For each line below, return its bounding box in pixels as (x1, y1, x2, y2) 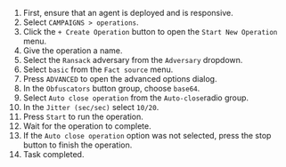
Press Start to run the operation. (22, 111, 143, 122)
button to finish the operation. (22, 139, 133, 150)
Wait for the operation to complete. (22, 121, 152, 131)
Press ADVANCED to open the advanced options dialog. (22, 74, 217, 83)
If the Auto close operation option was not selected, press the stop (22, 131, 272, 140)
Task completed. (22, 149, 85, 159)
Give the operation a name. (22, 45, 123, 56)
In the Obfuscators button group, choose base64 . (22, 83, 200, 93)
